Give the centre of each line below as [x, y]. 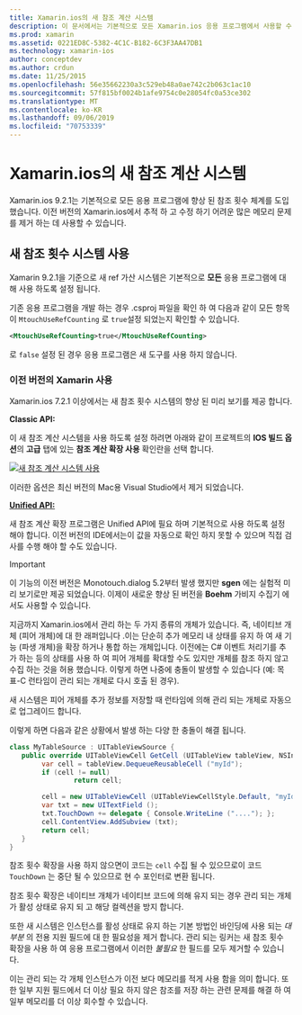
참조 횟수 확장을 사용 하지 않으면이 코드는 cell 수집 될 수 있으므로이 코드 [136, 866]
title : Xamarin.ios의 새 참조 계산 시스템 [81, 18]
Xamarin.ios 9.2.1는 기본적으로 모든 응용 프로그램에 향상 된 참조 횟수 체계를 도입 [149, 200]
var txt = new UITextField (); [100, 805]
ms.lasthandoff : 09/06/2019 [62, 118]
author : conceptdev [46, 59]
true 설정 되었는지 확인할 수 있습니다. [175, 319]
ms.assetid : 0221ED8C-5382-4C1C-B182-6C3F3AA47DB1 [106, 43]
